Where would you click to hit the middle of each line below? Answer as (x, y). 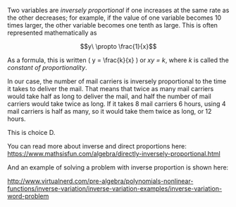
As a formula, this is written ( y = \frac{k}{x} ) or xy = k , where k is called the (118, 60)
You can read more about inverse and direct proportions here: (97, 146)
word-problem (28, 196)
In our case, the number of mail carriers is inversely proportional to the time (117, 81)
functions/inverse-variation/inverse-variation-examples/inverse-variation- (115, 189)
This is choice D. (31, 132)
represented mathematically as (52, 32)
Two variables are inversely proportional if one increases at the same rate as (118, 10)
